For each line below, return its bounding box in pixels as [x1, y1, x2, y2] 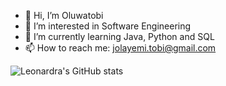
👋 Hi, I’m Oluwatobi [24, 10, 104, 21]
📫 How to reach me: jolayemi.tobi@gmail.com [24, 42, 217, 54]
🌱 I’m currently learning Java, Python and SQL [24, 31, 215, 42]
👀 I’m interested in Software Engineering [24, 20, 192, 32]
